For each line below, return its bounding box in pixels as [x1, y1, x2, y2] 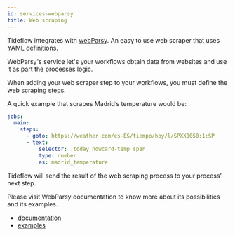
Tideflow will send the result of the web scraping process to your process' [7, 171, 222, 180]
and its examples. [7, 199, 58, 208]
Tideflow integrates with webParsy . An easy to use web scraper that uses [7, 36, 220, 44]
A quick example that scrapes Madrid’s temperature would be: [7, 99, 187, 107]
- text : [25, 139, 49, 146]
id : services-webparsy [7, 10, 74, 18]
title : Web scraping [7, 17, 68, 24]
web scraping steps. [7, 86, 67, 94]
